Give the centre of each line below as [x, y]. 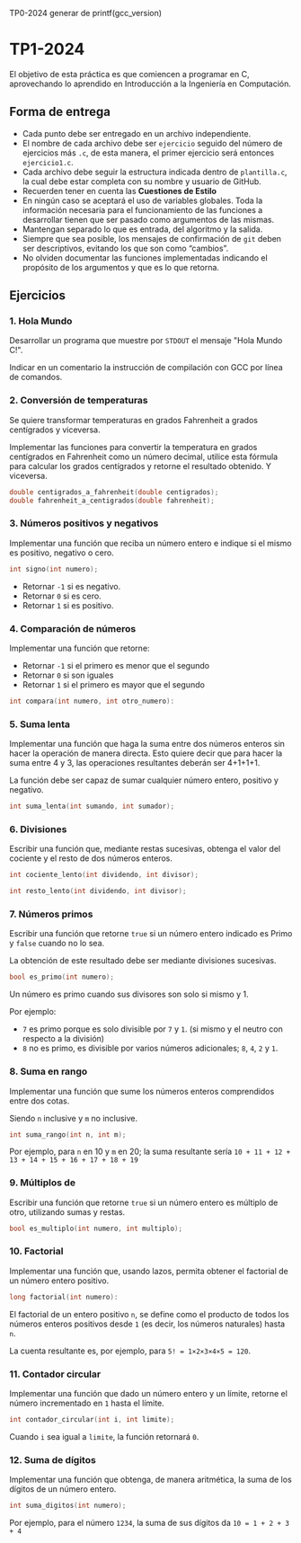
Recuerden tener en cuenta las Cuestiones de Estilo [120, 191]
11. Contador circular [55, 1374]
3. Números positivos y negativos [84, 523]
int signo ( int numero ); [54, 569]
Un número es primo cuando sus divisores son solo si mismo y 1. [129, 994]
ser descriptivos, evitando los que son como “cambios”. [125, 248]
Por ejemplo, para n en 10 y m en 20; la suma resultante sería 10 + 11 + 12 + [150, 1152]
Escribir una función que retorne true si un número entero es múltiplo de [144, 1202]
